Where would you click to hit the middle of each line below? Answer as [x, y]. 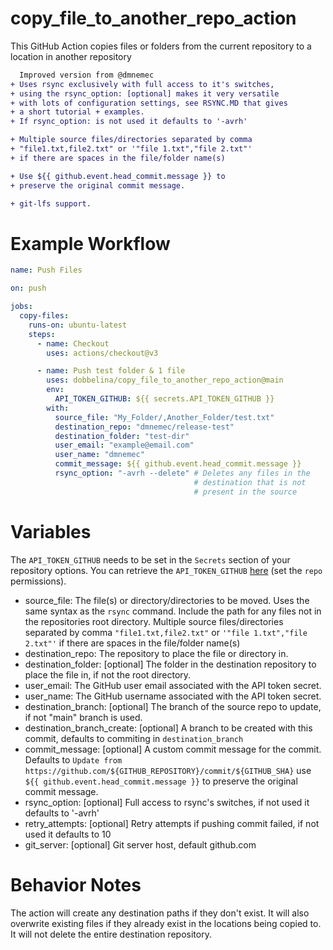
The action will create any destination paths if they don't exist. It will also [160, 913]
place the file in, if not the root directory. [108, 674]
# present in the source [245, 492]
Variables [51, 531]
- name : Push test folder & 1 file [111, 371]
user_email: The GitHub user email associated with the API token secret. [173, 685]
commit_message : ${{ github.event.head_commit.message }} [178, 464]
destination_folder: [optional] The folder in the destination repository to [170, 664]
